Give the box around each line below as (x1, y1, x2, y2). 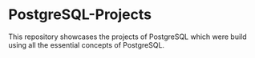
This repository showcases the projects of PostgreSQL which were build (8, 32, 247, 41)
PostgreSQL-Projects (8, 6, 152, 24)
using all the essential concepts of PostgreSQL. (8, 40, 165, 49)
